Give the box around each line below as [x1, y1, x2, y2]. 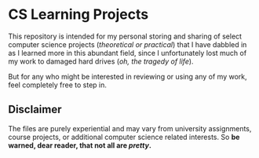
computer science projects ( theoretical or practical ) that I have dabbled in [8, 39, 247, 49]
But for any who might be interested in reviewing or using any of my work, [8, 72, 247, 81]
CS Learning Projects [8, 6, 149, 24]
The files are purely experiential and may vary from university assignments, [8, 123, 252, 133]
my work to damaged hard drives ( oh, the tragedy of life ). [8, 57, 194, 66]
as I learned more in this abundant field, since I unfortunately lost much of [8, 48, 247, 57]
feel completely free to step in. [8, 80, 108, 90]
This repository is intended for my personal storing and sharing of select [8, 31, 242, 41]
